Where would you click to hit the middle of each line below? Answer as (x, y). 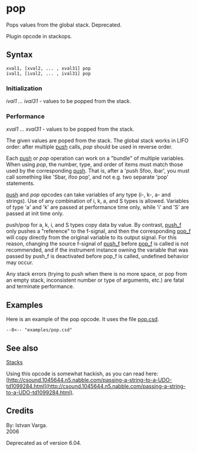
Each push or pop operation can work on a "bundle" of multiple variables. (95, 159)
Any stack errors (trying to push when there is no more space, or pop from (97, 274)
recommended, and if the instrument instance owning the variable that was (97, 250)
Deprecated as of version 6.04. (44, 443)
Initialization (24, 88)
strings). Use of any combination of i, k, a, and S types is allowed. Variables (98, 201)
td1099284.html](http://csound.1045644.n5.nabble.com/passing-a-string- (96, 386)
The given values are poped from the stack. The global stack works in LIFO (97, 141)
